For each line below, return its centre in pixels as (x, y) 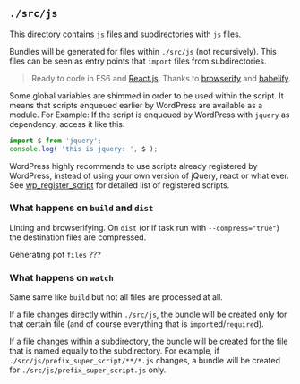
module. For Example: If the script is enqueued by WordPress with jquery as (150, 115)
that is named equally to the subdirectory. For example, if (114, 351)
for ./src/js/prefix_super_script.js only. (88, 370)
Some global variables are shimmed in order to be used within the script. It (146, 95)
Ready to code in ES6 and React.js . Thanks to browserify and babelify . (161, 78)
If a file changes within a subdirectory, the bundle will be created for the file (149, 341)
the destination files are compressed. (78, 237)
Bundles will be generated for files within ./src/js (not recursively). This (143, 51)
